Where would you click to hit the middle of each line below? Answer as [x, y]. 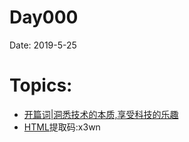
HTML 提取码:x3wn [62, 127]
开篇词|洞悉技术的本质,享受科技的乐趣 [101, 114]
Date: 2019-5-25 [43, 45]
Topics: [41, 85]
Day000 [44, 17]
